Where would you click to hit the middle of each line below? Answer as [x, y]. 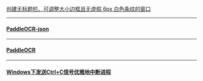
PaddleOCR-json [28, 28]
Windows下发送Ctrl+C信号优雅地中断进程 [59, 72]
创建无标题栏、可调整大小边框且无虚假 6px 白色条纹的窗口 [79, 9]
